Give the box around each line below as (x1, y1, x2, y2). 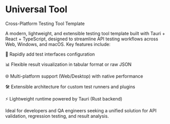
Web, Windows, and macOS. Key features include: (5, 41, 111, 47)
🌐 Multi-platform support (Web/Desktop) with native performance (5, 73, 144, 79)
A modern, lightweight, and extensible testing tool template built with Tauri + (5, 30, 165, 36)
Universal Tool (5, 4, 68, 15)
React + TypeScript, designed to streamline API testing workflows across (5, 36, 159, 42)
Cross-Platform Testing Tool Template (5, 20, 85, 27)
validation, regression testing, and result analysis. (5, 113, 109, 119)
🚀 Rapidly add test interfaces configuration (5, 51, 95, 57)
